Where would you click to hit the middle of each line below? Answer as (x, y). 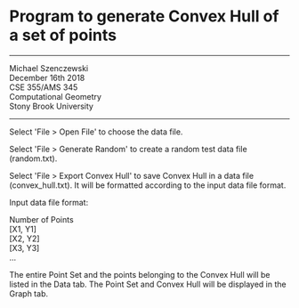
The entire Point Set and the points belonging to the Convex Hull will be (140, 274)
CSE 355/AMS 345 (44, 87)
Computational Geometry (56, 96)
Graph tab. (29, 293)
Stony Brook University (51, 106)
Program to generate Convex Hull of (144, 16)
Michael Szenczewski (49, 68)
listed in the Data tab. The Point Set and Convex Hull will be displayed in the (148, 284)
